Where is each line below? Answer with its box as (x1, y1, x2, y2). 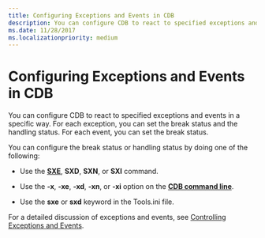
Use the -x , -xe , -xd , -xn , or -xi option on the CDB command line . (19, 182, 234, 191)
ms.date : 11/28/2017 (8, 26, 77, 34)
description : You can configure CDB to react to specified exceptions (8, 19, 245, 27)
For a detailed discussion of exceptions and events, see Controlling (8, 213, 226, 222)
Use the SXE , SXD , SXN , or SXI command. (19, 167, 159, 176)
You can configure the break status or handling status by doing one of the (8, 143, 248, 153)
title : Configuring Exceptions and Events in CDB (8, 11, 175, 20)
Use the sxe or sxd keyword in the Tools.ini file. (19, 197, 175, 206)
